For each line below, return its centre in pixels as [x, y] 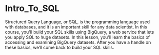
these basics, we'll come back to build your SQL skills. [60, 47]
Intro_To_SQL [32, 8]
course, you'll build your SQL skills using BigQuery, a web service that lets [79, 32]
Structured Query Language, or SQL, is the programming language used [78, 22]
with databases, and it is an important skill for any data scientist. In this [76, 27]
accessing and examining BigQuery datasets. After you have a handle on [78, 42]
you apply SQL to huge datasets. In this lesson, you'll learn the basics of [78, 37]
